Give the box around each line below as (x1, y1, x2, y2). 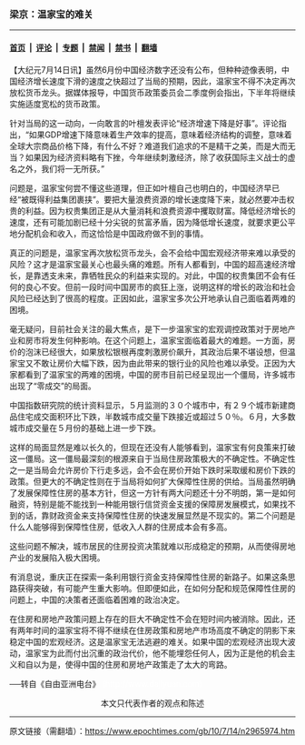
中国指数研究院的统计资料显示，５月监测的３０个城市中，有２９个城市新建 (9, 399, 288, 410)
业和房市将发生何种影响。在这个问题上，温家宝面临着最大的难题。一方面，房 (9, 335, 296, 346)
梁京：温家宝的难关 (9, 7, 93, 20)
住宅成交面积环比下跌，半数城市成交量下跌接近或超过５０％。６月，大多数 (16, 411, 296, 422)
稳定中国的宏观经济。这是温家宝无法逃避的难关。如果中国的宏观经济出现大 (9, 636, 288, 647)
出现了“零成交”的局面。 (9, 380, 97, 391)
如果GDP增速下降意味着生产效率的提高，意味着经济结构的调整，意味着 (28, 129, 292, 140)
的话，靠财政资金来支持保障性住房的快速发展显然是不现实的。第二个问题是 (16, 509, 296, 520)
